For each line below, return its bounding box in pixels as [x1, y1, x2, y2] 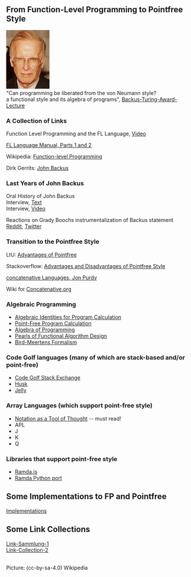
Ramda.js [14, 468, 38, 475]
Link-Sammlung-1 [6, 540, 49, 547]
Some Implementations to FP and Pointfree [6, 491, 167, 501]
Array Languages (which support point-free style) [6, 402, 153, 410]
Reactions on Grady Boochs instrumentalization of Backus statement [6, 217, 174, 224]
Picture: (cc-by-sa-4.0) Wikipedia [6, 564, 88, 571]
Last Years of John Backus [6, 180, 85, 188]
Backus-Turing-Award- [121, 96, 177, 103]
